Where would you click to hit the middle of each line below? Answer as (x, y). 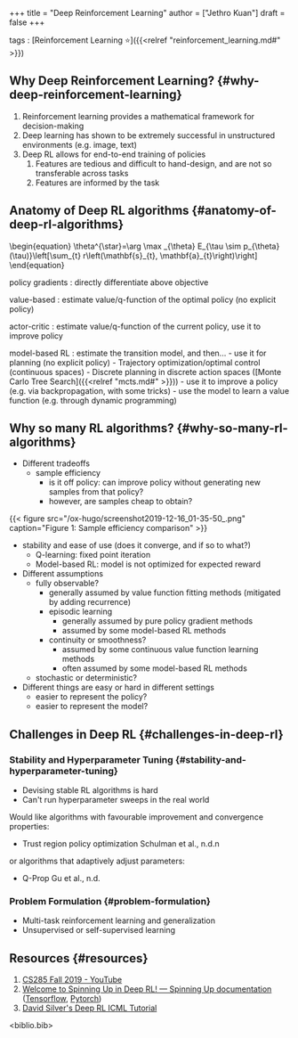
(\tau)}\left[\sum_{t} (45, 255)
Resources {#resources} (79, 958)
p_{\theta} (262, 246)
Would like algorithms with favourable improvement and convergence (137, 817)
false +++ (27, 22)
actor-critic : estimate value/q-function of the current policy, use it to (135, 326)
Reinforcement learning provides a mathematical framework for (138, 116)
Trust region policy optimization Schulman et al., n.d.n (121, 844)
